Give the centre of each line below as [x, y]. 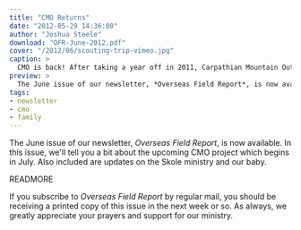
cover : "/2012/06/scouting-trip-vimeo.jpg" [92, 51]
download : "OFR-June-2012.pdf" [68, 43]
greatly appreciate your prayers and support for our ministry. [121, 216]
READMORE [31, 179]
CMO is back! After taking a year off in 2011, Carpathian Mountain [148, 68]
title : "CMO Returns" [50, 17]
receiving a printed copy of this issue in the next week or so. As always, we [148, 206]
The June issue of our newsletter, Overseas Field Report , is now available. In [150, 143]
